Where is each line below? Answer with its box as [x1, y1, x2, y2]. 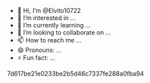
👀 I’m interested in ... [17, 14, 76, 22]
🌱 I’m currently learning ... [17, 21, 91, 29]
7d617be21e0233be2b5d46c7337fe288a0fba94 [7, 69, 144, 78]
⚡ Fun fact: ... [17, 54, 55, 62]
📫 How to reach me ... [17, 36, 82, 44]
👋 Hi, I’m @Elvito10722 [17, 7, 82, 14]
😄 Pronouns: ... [17, 46, 62, 54]
